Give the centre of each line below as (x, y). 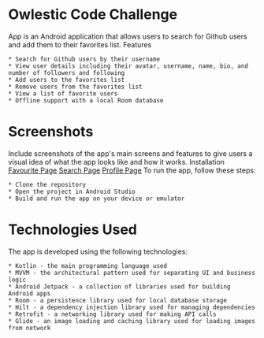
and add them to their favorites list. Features (80, 44)
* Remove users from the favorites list (76, 87)
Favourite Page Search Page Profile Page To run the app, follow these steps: (132, 170)
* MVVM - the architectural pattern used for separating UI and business (132, 273)
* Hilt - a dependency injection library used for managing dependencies (132, 307)
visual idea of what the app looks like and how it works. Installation (116, 162)
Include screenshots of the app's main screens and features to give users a (130, 153)
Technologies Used (73, 230)
